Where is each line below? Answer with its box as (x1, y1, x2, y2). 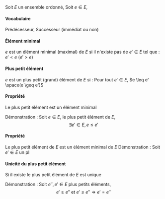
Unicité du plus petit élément (5, 161, 66, 167)
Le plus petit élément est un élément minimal (5, 104, 97, 110)
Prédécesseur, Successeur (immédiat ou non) (5, 27, 99, 33)
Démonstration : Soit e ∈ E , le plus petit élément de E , (5, 114, 116, 120)
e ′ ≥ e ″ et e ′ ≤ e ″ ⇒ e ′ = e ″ (56, 189, 111, 195)
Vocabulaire (5, 15, 31, 21)
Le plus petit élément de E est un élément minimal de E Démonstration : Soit (5, 144, 161, 150)
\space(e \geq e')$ (5, 82, 44, 88)
